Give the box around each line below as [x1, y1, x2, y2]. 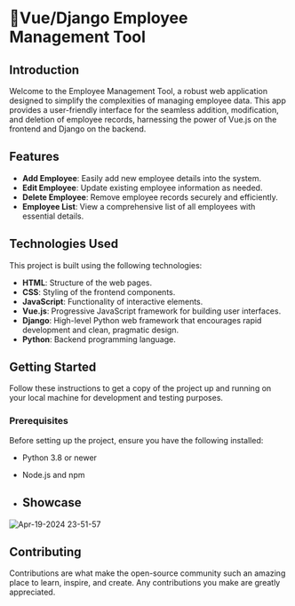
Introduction [9, 62, 80, 77]
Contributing [9, 544, 82, 559]
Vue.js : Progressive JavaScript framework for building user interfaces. [21, 306, 282, 316]
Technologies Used [9, 236, 118, 251]
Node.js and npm [21, 469, 85, 480]
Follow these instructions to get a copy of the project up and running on [9, 383, 272, 394]
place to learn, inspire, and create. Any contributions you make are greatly [9, 578, 281, 588]
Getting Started [9, 360, 97, 375]
